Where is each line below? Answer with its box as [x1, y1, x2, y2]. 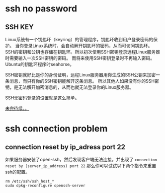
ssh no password [5, 3, 78, 14]
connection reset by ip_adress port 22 [5, 142, 126, 151]
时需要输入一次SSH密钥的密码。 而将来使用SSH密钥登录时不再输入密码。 [5, 55, 155, 61]
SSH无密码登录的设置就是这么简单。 [5, 95, 80, 101]
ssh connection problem [5, 123, 108, 134]
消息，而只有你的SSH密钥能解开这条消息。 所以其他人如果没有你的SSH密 [9, 78, 159, 84]
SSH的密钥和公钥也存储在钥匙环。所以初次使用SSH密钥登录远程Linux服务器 [5, 49, 161, 55]
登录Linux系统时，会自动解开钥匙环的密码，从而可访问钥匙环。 [23, 43, 153, 49]
